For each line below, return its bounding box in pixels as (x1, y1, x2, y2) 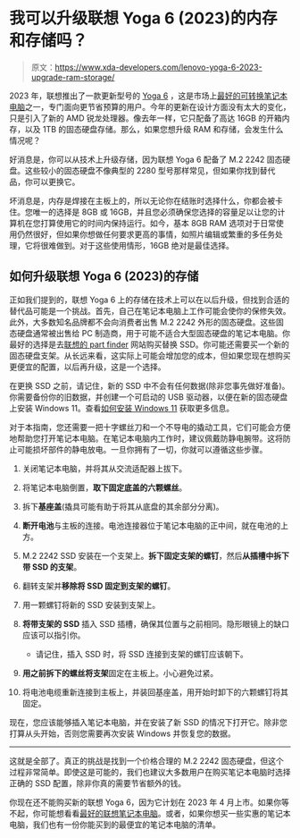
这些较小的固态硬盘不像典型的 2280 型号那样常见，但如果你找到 (24, 165, 261, 175)
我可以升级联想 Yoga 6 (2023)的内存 (9, 8, 278, 29)
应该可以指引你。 (21, 630, 86, 640)
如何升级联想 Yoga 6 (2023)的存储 (9, 269, 199, 284)
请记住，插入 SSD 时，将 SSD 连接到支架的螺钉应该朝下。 (35, 648, 248, 659)
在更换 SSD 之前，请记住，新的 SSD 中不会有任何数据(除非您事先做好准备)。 (9, 380, 290, 391)
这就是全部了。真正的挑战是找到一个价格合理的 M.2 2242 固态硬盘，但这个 (9, 755, 284, 766)
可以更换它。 (32, 176, 80, 187)
